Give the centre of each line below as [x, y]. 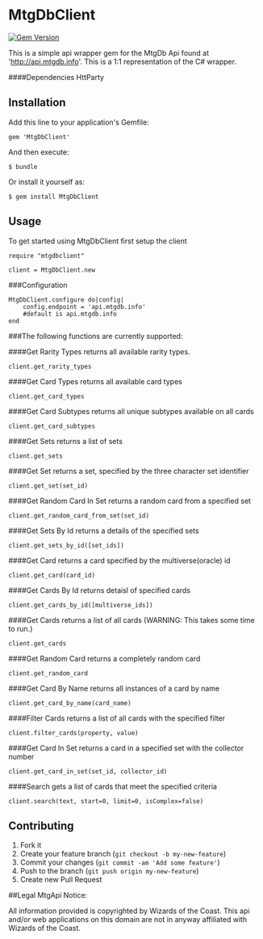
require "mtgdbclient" [46, 256]
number [21, 756]
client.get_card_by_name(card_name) [70, 703]
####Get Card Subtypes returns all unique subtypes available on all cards [131, 411]
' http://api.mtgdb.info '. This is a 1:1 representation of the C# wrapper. [122, 61]
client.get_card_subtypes [52, 426]
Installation [37, 103]
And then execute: [39, 152]
